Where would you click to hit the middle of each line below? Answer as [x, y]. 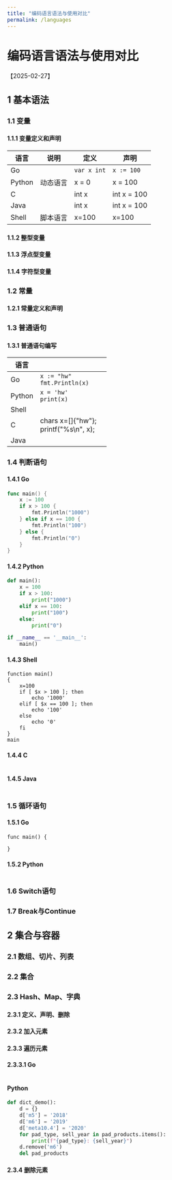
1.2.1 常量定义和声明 [35, 308]
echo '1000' [49, 698]
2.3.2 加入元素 [27, 1031]
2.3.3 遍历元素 [27, 1048]
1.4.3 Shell [22, 660]
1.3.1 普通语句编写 [32, 345]
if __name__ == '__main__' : [47, 638]
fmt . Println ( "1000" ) [61, 513]
